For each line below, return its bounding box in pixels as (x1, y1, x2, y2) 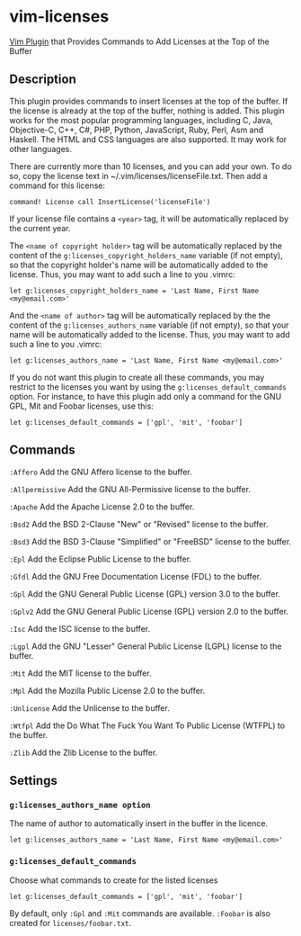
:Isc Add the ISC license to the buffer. (9, 623, 151, 634)
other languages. (9, 143, 73, 154)
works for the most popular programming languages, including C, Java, (9, 114, 273, 125)
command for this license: (9, 180, 106, 191)
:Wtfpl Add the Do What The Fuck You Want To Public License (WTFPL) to (9, 720, 286, 731)
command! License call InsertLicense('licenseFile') (9, 197, 211, 206)
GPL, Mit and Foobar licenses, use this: (9, 400, 155, 411)
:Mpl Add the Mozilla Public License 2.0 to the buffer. (9, 685, 206, 696)
